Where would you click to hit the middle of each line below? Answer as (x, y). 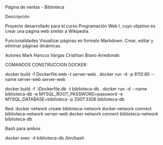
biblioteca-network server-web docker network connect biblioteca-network (82, 114)
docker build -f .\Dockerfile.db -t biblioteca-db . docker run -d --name (76, 89)
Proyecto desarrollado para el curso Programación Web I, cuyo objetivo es (80, 26)
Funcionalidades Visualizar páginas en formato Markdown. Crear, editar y (79, 41)
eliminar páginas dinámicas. (33, 46)
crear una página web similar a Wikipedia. (47, 31)
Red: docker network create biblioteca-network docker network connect (78, 109)
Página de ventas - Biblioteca (35, 7)
